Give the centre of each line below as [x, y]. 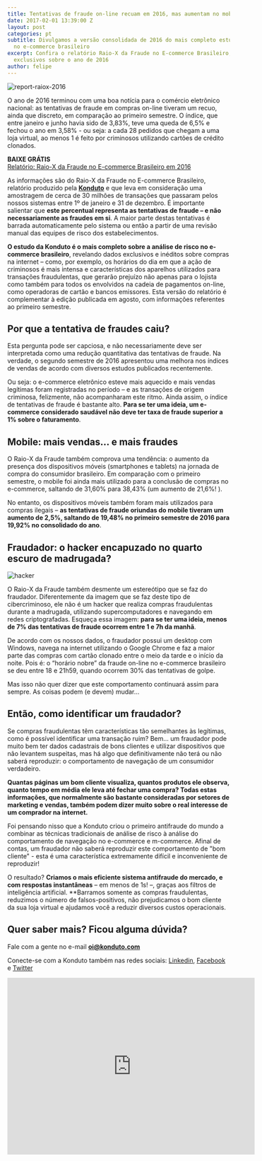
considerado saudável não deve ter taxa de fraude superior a [132, 412]
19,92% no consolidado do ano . [54, 525]
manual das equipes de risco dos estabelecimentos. [83, 233]
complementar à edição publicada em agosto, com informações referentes [116, 299]
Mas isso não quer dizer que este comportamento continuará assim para [113, 684]
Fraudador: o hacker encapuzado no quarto [105, 548]
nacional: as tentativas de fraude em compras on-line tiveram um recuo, [112, 107]
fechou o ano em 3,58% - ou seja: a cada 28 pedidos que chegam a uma [114, 130]
